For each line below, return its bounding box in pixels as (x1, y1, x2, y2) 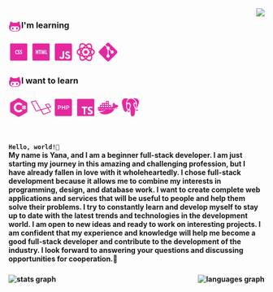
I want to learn (21, 75, 79, 86)
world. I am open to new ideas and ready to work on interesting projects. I (8, 219, 262, 229)
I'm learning (21, 20, 70, 31)
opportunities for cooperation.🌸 (8, 254, 118, 264)
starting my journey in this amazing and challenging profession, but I (8, 159, 245, 168)
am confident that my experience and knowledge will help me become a (8, 228, 256, 238)
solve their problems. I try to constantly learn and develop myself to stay (8, 202, 258, 211)
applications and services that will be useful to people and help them (8, 193, 245, 203)
